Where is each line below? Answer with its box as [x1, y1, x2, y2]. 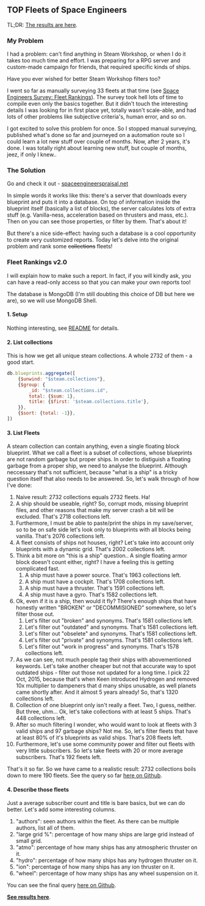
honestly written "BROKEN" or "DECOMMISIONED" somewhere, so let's [15, 604, 197, 611]
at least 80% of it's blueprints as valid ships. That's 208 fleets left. [15, 734, 182, 741]
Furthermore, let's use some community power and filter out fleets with [15, 740, 195, 748]
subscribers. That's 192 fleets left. [15, 754, 102, 761]
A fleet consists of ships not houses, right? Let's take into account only [15, 539, 195, 546]
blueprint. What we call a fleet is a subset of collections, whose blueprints [7, 449, 193, 456]
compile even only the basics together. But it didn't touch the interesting [7, 100, 188, 108]
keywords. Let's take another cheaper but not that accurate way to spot [15, 663, 196, 670]
